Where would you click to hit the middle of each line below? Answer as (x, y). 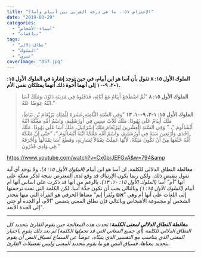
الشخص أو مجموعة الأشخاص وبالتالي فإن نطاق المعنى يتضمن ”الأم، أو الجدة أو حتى (99, 201)
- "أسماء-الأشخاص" (34, 28)
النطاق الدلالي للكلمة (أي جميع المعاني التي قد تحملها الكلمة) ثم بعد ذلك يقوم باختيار (99, 231)
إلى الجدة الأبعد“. (25, 207)
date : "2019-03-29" (31, 17)
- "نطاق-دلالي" (30, 45)
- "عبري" (23, 56)
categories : (21, 23)
